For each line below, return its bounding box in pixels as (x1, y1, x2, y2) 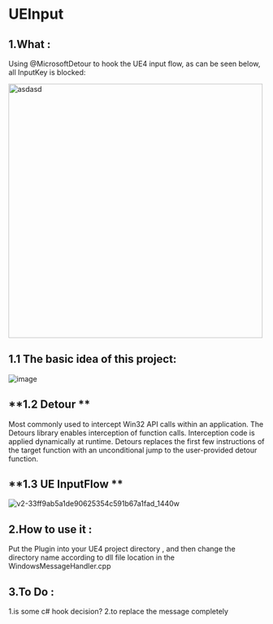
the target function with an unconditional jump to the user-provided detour (8, 445, 258, 455)
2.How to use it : (8, 522, 93, 536)
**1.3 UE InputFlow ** (8, 478, 123, 491)
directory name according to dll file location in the (8, 552, 175, 562)
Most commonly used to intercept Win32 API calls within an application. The (8, 419, 264, 429)
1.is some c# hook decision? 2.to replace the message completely (8, 607, 229, 617)
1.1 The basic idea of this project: (8, 352, 177, 366)
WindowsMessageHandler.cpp (8, 561, 111, 571)
